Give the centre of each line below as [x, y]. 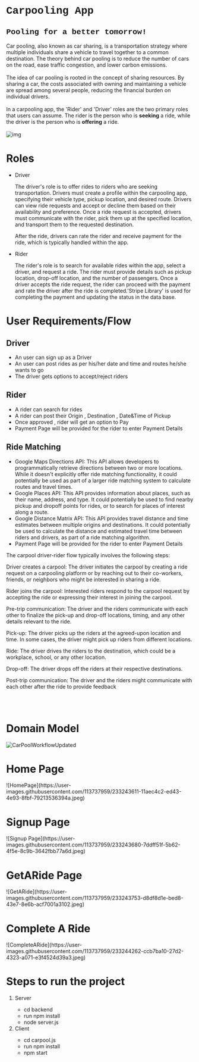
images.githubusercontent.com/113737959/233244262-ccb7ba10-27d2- [95, 951]
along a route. [32, 512]
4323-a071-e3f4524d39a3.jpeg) [46, 958]
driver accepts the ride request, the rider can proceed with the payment [102, 284]
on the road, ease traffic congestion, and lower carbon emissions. [87, 65]
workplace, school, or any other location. [56, 657]
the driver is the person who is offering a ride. [63, 122]
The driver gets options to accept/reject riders [71, 376]
